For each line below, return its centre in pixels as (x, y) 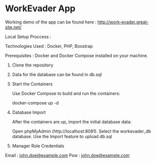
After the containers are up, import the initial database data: (72, 122)
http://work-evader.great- (123, 22)
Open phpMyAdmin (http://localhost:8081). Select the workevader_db (82, 131)
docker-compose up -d (35, 102)
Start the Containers (32, 84)
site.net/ (13, 27)
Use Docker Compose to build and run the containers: (66, 93)
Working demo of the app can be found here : (51, 22)
